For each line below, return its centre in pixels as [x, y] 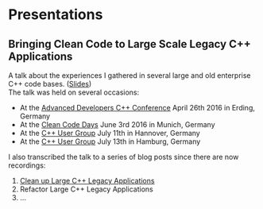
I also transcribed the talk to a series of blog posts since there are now [124, 157]
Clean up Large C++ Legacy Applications [87, 181]
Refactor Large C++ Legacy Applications [86, 189]
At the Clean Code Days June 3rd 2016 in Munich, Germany [118, 124]
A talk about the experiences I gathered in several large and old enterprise [130, 75]
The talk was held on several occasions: [74, 92]
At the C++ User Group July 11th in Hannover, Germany [110, 133]
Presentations [56, 15]
